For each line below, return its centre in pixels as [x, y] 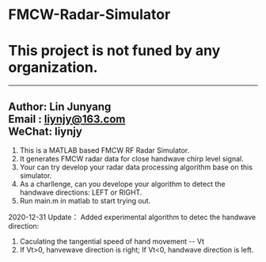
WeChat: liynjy [46, 131]
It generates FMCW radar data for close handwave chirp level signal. [131, 158]
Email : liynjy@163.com [67, 119]
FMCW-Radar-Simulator [89, 15]
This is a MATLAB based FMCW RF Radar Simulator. [104, 150]
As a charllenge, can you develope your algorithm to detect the [122, 184]
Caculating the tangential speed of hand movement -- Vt [112, 241]
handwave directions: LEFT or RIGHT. [81, 192]
